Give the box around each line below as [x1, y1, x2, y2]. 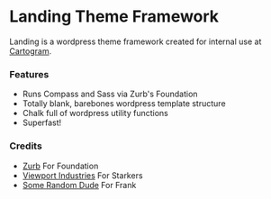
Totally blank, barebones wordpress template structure [22, 98, 227, 109]
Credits [9, 140, 42, 152]
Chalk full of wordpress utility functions [22, 108, 169, 119]
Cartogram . [9, 45, 52, 56]
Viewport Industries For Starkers [22, 169, 143, 181]
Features [9, 68, 50, 80]
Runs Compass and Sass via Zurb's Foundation [22, 88, 198, 100]
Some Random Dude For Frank [22, 179, 137, 190]
